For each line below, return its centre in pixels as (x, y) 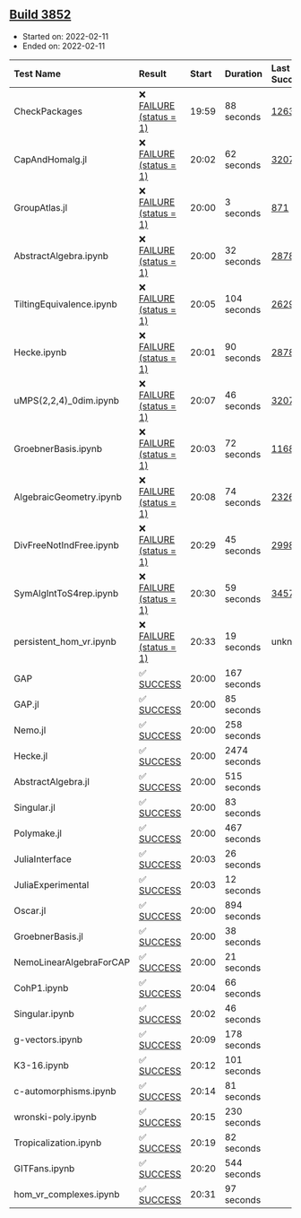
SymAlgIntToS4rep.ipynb (66, 593)
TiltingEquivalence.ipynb (66, 304)
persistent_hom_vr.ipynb (65, 641)
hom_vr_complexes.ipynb (67, 1194)
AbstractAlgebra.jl (52, 781)
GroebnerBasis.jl (48, 936)
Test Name (37, 74)
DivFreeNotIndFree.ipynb (66, 544)
